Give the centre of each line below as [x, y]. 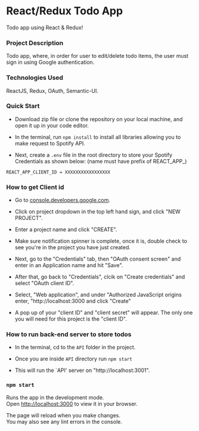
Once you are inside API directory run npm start [74, 359]
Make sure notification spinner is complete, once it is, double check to [101, 241]
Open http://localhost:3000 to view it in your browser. [72, 404]
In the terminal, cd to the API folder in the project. [75, 348]
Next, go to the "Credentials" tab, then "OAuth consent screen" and [98, 259]
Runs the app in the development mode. [55, 397]
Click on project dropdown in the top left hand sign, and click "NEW [97, 212]
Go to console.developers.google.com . [63, 200]
